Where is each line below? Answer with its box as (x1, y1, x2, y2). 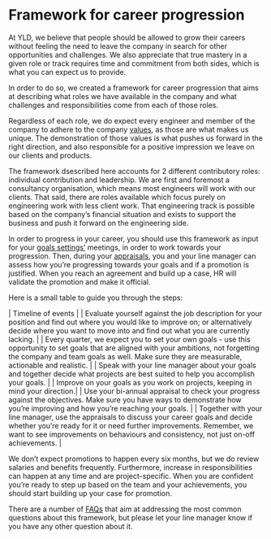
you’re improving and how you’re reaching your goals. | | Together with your (8, 403, 263, 413)
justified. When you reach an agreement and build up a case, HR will (8, 268, 237, 278)
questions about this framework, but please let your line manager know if (8, 512, 253, 522)
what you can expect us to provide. (8, 67, 127, 76)
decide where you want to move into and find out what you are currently (8, 325, 250, 335)
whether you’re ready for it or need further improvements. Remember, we (8, 420, 254, 430)
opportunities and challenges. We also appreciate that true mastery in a (8, 50, 247, 59)
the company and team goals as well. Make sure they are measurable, (8, 351, 243, 361)
